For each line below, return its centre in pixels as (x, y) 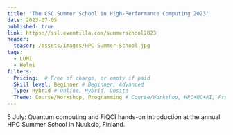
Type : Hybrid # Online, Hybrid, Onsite (71, 91)
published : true (31, 26)
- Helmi (25, 65)
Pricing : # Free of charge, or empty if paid (82, 78)
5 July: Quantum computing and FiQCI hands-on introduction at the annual (114, 117)
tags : (15, 53)
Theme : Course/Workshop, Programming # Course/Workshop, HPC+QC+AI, (114, 98)
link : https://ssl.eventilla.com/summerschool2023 (82, 33)
